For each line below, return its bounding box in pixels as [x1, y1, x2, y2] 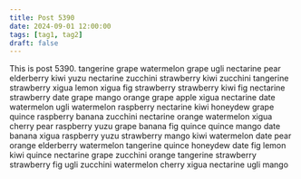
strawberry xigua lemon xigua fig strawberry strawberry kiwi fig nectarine [9, 82, 286, 93]
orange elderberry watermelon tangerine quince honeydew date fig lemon [9, 140, 286, 151]
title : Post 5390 [9, 13, 75, 23]
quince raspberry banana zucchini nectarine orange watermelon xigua [9, 111, 273, 122]
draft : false [9, 38, 59, 48]
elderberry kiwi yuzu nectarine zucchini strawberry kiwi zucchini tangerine [9, 73, 289, 84]
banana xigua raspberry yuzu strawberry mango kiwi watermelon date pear [9, 130, 292, 141]
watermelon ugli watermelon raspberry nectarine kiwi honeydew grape [9, 101, 275, 113]
